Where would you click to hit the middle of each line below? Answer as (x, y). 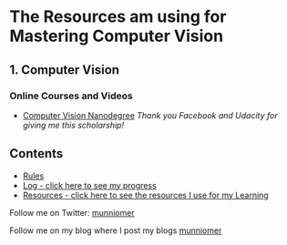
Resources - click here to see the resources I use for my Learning (145, 195)
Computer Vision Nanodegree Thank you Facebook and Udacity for (150, 115)
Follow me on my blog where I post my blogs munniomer (116, 230)
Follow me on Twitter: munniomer (72, 212)
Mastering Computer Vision (117, 36)
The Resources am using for (118, 17)
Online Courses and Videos (72, 96)
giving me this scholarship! (73, 125)
